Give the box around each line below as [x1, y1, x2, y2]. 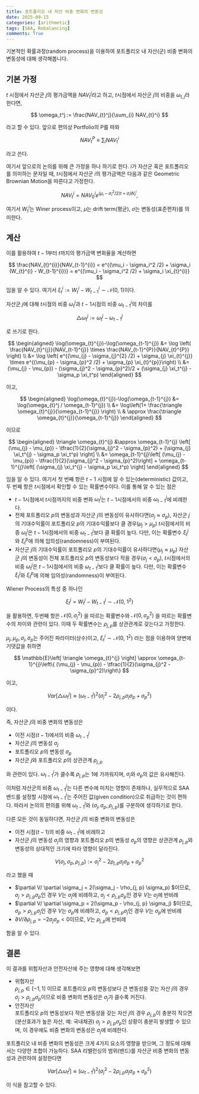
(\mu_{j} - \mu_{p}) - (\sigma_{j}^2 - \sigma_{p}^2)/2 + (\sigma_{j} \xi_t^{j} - [7, 365, 192, 372]
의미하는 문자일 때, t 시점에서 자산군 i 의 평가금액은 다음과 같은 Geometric [12, 170, 179, 177]
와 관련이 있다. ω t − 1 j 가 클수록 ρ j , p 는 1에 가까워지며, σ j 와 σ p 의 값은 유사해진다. [6, 769, 185, 779]
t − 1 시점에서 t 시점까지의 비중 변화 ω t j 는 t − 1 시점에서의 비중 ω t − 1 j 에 [14, 495, 172, 504]
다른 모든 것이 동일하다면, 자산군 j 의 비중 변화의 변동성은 [6, 815, 136, 822]
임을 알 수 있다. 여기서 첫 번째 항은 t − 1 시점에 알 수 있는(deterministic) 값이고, [6, 475, 188, 483]
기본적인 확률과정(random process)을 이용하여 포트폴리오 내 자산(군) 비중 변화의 [6, 48, 193, 55]
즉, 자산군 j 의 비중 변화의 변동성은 [6, 718, 84, 726]
